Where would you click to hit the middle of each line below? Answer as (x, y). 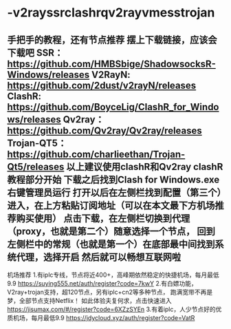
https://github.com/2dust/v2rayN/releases (102, 85)
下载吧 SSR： (35, 53)
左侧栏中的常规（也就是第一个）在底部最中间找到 (111, 244)
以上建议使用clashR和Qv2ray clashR (145, 167)
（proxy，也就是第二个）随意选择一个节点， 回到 (111, 231)
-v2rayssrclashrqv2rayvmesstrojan (111, 13)
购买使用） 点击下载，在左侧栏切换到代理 (103, 218)
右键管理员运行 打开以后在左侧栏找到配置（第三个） (114, 192)
